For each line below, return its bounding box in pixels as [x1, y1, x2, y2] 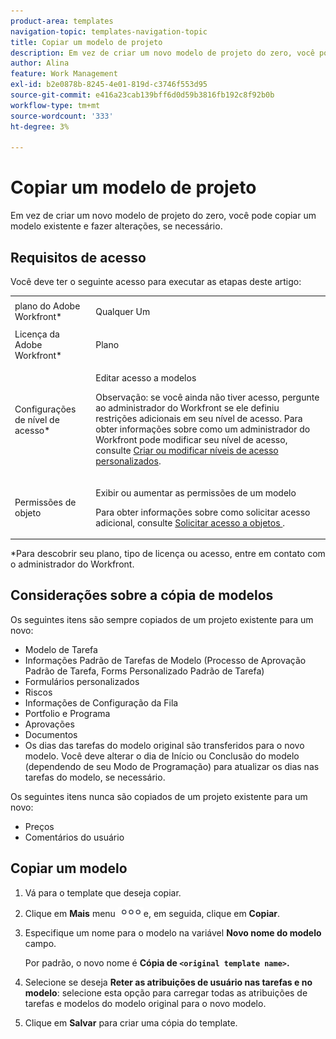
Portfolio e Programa [24, 707, 111, 719]
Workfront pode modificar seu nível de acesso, [95, 434, 288, 446]
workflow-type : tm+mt [10, 100, 101, 110]
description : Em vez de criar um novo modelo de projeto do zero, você [10, 48, 315, 58]
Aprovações [24, 718, 75, 730]
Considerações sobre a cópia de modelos [10, 587, 274, 604]
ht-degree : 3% [10, 121, 70, 132]
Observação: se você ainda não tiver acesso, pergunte [95, 391, 320, 404]
